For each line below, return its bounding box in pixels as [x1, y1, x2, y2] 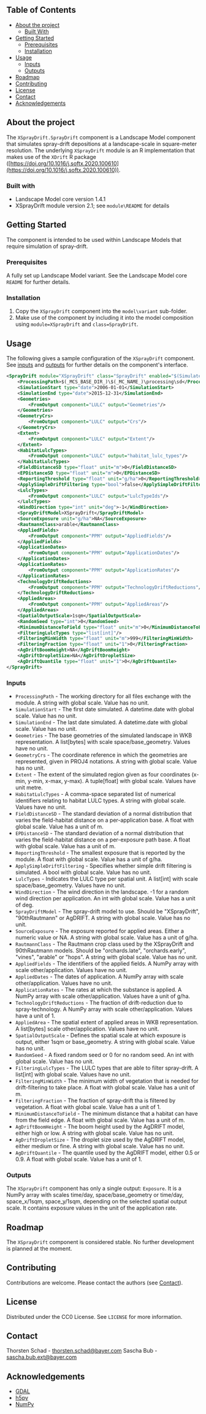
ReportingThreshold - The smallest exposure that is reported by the [15, 849, 185, 856]
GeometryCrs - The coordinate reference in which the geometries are [15, 751, 188, 759]
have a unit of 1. [15, 1012, 55, 1019]
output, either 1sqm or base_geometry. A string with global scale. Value [15, 1038, 195, 1045]
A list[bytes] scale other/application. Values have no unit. [15, 1025, 159, 1032]
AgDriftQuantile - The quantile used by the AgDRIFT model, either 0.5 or [15, 1149, 200, 1156]
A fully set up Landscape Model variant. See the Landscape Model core [6, 272, 188, 279]
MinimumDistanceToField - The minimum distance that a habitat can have [15, 1110, 198, 1117]
